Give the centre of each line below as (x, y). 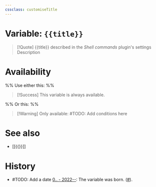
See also (23, 133)
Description (28, 52)
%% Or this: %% (22, 104)
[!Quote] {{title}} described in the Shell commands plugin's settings (84, 47)
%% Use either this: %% (30, 85)
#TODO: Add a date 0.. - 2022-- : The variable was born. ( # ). (72, 180)
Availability (28, 72)
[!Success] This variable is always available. (61, 95)
